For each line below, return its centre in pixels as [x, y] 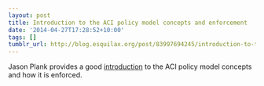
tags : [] [22, 37]
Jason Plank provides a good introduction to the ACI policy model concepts [130, 66]
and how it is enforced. [45, 75]
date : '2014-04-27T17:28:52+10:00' [66, 30]
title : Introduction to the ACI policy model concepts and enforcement [128, 23]
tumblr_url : [27, 45]
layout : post [29, 15]
